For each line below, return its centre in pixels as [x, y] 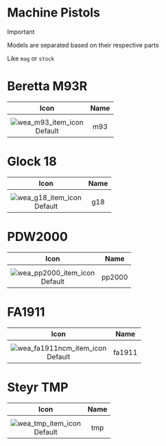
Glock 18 [32, 161]
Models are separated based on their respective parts [83, 45]
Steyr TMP [38, 387]
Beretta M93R [47, 86]
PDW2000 [38, 237]
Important [21, 32]
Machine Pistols [54, 13]
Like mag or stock [31, 58]
